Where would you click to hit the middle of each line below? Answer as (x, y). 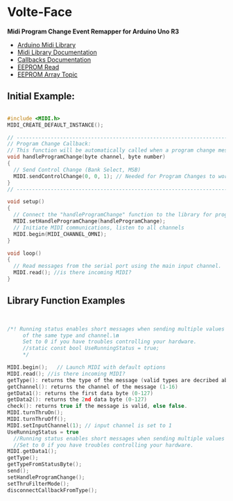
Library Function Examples (66, 301)
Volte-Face (40, 12)
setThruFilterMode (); (38, 484)
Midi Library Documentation (57, 52)
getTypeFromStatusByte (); (44, 464)
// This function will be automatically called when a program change (111, 150)
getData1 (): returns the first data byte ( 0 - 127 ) (80, 393)
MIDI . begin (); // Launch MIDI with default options (87, 367)
